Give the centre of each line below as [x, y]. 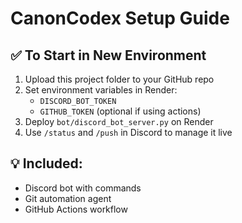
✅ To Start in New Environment [108, 55]
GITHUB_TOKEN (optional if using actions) [120, 111]
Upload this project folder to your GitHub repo [119, 79]
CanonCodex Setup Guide [120, 18]
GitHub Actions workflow [76, 209]
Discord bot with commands [83, 188]
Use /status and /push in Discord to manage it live [128, 132]
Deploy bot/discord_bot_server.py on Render [119, 121]
